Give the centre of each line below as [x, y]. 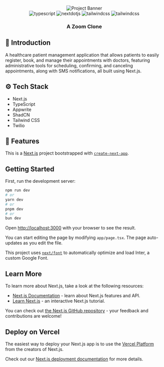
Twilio [19, 126]
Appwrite [22, 109]
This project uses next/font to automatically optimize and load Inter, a [77, 253]
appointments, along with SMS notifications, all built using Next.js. [73, 71]
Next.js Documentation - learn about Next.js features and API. [76, 296]
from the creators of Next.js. [34, 349]
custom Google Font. [27, 258]
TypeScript [24, 104]
